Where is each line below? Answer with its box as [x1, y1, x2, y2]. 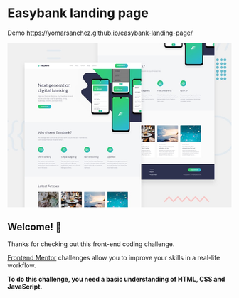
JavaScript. [7, 282, 43, 291]
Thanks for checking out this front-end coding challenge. [7, 240, 175, 248]
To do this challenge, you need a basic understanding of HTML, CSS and [7, 275, 225, 284]
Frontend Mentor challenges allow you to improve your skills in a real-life [7, 254, 221, 262]
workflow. [7, 261, 36, 270]
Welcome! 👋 [7, 220, 62, 233]
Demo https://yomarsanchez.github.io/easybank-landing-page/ [7, 28, 193, 37]
